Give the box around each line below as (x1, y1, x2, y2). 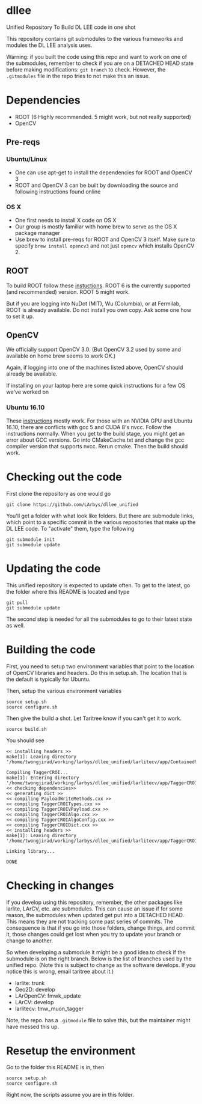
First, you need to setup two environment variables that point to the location (6, 662, 194, 670)
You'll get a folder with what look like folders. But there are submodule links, (6, 512, 194, 519)
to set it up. (6, 313, 34, 320)
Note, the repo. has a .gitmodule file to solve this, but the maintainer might (6, 1016, 191, 1023)
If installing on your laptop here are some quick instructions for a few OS (6, 382, 186, 389)
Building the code (6, 642, 96, 656)
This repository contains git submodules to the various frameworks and (6, 35, 183, 42)
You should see (6, 737, 44, 744)
